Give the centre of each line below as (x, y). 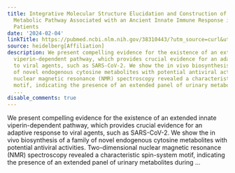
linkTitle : (23, 40)
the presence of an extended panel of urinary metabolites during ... (104, 162)
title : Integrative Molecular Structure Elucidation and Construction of (117, 14)
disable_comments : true (42, 98)
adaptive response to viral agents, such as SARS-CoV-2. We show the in (111, 133)
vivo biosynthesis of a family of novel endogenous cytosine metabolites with (117, 140)
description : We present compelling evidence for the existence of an (112, 53)
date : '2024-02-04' (36, 33)
